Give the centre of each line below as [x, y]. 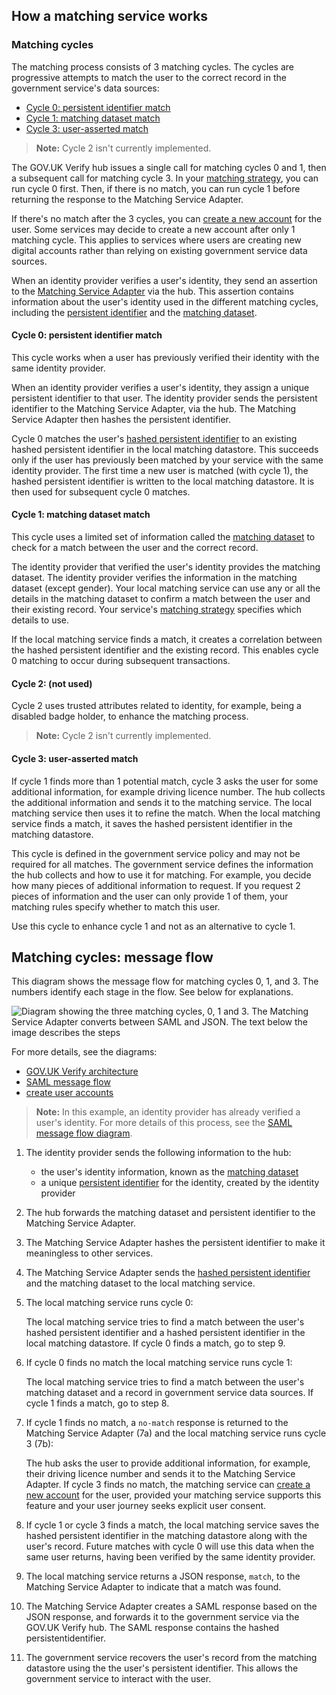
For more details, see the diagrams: [84, 1052]
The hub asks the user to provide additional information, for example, [168, 1463]
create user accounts [69, 1093]
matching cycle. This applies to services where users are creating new [156, 240]
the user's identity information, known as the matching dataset [169, 1172]
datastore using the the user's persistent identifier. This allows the [162, 1668]
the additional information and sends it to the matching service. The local [162, 802]
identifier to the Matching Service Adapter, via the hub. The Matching [154, 408]
